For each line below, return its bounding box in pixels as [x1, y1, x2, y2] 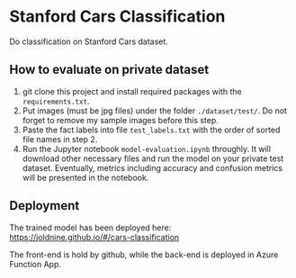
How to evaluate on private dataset [9, 62, 210, 77]
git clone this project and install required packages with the [22, 85, 243, 96]
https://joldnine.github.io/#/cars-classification [9, 231, 180, 242]
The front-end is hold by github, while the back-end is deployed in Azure [9, 249, 279, 260]
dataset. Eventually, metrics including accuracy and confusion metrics [22, 162, 283, 173]
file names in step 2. [22, 133, 98, 145]
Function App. [9, 258, 61, 269]
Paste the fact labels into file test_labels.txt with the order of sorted [22, 124, 281, 135]
